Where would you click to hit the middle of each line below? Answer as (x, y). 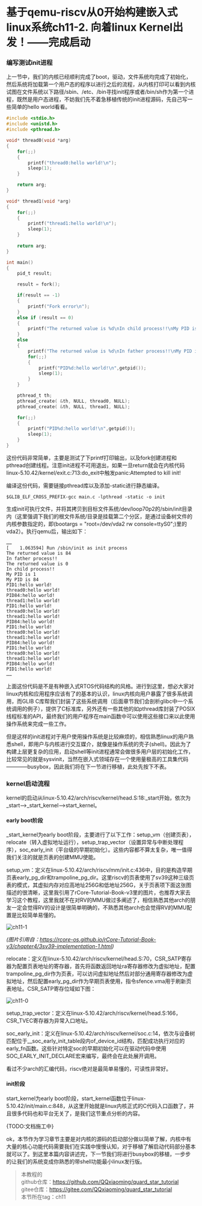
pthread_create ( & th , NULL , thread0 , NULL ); (74, 401)
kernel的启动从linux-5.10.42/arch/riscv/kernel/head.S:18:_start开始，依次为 (99, 798)
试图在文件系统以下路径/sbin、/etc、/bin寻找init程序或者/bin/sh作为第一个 (98, 92)
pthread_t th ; (35, 396)
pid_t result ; (35, 274)
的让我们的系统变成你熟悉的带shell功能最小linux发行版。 (76, 1162)
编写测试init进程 (29, 63)
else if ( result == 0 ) (45, 317)
